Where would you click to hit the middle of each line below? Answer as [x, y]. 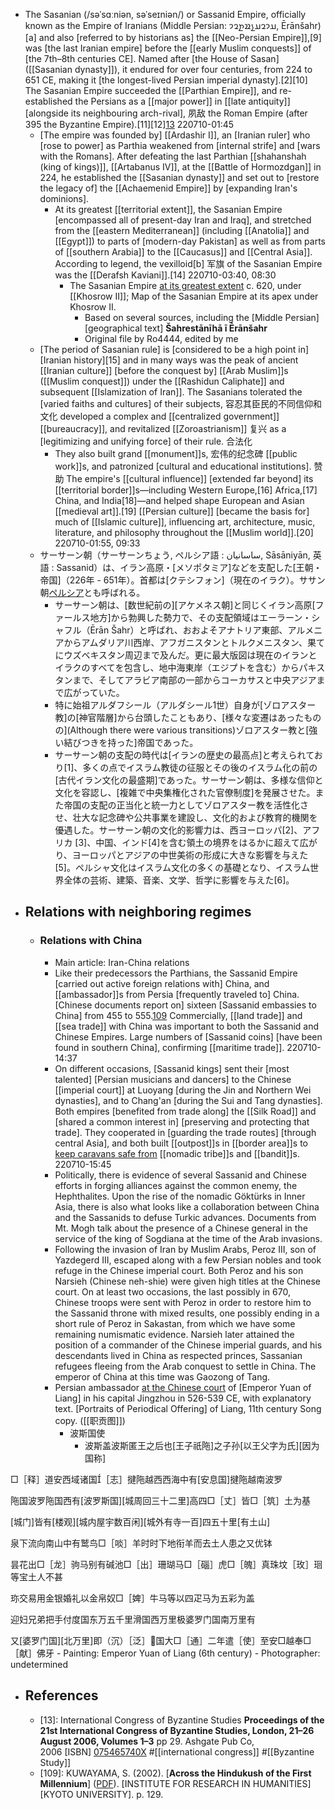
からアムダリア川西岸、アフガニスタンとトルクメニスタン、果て [194, 642]
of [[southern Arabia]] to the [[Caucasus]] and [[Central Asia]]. [183, 252]
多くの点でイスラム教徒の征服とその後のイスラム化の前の [200, 767]
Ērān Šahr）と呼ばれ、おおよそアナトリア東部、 [188, 630]
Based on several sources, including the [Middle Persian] [202, 317]
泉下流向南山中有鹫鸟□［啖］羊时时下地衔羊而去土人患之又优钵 [141, 1543]
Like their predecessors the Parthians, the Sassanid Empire [176, 973]
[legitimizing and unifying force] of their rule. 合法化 [146, 441]
